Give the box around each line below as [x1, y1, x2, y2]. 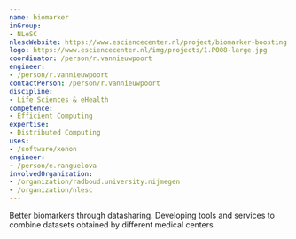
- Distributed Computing [9, 128, 101, 137]
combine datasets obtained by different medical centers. [9, 220, 216, 230]
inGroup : [9, 21, 42, 30]
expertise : [9, 120, 50, 129]
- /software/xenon [9, 144, 77, 153]
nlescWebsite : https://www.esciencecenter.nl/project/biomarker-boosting [9, 37, 288, 47]
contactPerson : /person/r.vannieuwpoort [9, 79, 161, 88]
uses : [9, 136, 29, 145]
